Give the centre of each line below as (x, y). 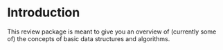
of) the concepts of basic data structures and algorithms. (89, 38)
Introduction (44, 13)
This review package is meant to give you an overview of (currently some (112, 32)
